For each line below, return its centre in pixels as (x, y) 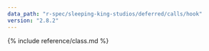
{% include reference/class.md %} (58, 40)
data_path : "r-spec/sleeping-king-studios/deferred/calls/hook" (105, 14)
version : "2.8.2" (33, 21)
